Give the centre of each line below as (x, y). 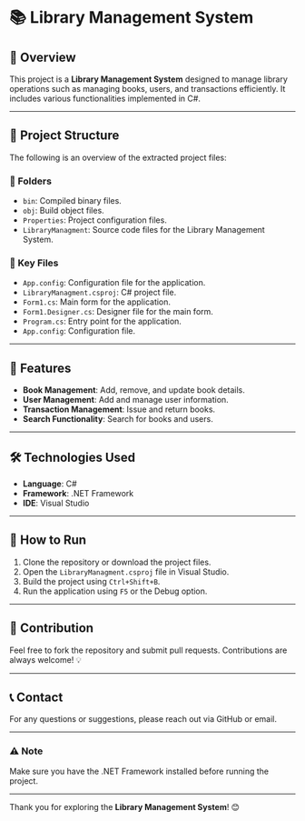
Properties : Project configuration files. (95, 220)
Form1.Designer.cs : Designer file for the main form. (118, 312)
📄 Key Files (34, 263)
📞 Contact (36, 698)
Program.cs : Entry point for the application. (102, 321)
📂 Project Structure (64, 136)
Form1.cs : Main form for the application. (96, 302)
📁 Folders (31, 181)
